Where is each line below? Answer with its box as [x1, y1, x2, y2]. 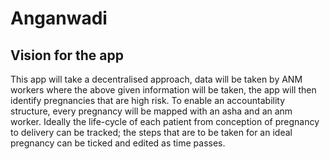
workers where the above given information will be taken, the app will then [10, 84, 317, 96]
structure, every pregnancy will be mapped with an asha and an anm [10, 105, 293, 117]
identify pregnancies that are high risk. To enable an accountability [10, 95, 286, 106]
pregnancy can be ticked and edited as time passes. [10, 137, 226, 149]
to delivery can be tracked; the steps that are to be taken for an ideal [10, 127, 293, 138]
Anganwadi [10, 7, 108, 30]
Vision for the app [10, 47, 125, 64]
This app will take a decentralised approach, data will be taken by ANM [10, 73, 303, 85]
